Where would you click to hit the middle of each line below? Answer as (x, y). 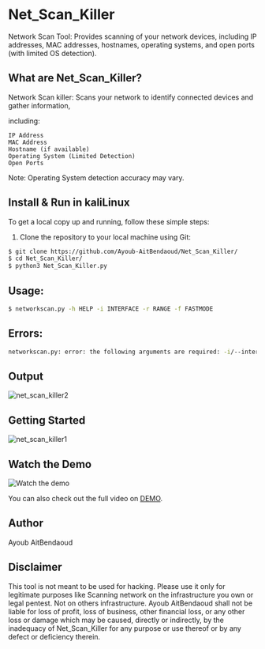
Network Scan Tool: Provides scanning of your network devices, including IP (132, 36)
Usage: (26, 291)
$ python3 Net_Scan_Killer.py (58, 266)
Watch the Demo (50, 464)
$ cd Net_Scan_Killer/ (45, 258)
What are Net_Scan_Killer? (75, 78)
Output (26, 376)
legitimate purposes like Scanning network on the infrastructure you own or (131, 594)
